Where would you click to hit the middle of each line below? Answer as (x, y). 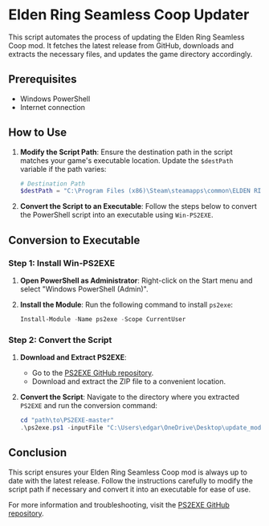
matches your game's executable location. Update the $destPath (126, 160)
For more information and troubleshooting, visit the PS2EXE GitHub (119, 504)
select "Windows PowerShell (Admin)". (84, 289)
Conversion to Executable (74, 240)
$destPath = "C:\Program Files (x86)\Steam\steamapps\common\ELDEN (135, 191)
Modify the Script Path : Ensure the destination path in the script (126, 152)
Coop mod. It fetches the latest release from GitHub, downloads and (121, 45)
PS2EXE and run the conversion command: (89, 406)
